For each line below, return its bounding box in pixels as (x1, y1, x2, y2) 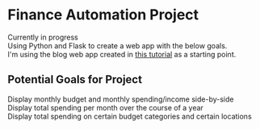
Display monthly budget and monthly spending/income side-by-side (7, 94, 234, 104)
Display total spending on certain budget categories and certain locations (7, 111, 252, 121)
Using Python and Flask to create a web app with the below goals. (7, 40, 228, 50)
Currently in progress (7, 32, 78, 42)
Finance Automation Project (7, 6, 199, 24)
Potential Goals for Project (7, 73, 143, 86)
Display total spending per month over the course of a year (7, 102, 203, 112)
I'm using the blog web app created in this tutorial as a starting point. (7, 49, 237, 59)
